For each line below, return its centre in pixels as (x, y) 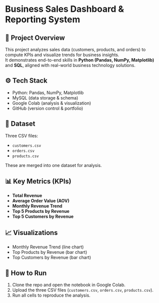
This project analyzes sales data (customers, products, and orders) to (75, 50)
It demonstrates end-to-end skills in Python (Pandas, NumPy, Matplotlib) (80, 60)
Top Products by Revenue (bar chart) (50, 252)
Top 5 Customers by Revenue (43, 217)
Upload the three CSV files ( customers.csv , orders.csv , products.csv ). (83, 290)
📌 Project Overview (35, 38)
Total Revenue (27, 196)
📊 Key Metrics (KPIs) (38, 182)
